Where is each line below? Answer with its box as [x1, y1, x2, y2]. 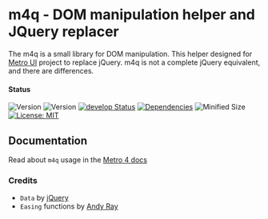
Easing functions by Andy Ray [19, 201, 118, 211]
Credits [8, 174, 38, 185]
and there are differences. [8, 66, 94, 75]
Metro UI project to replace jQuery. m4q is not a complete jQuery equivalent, [8, 58, 261, 67]
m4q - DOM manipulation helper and [8, 6, 256, 24]
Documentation [8, 133, 88, 147]
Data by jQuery [19, 193, 70, 203]
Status [8, 84, 31, 94]
